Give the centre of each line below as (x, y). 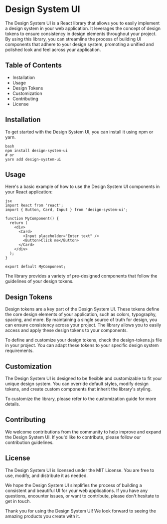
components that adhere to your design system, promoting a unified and (80, 44)
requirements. (19, 350)
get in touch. (18, 501)
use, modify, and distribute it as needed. (47, 475)
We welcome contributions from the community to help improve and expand (83, 431)
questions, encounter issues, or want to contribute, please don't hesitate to (82, 495)
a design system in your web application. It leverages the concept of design (83, 28)
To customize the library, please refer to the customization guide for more (81, 399)
